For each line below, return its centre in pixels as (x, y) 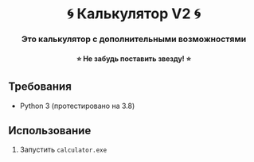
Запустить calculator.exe (63, 150)
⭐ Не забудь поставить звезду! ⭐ (134, 58)
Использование (50, 131)
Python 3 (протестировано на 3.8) (77, 106)
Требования (40, 87)
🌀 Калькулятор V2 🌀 (134, 14)
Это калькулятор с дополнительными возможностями (134, 39)
